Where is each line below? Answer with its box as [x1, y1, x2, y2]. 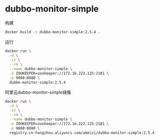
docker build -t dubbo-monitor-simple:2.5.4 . [5, 29, 101, 34]
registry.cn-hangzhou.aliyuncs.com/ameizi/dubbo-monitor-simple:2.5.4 [9, 130, 155, 135]
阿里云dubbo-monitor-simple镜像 [5, 89, 72, 95]
